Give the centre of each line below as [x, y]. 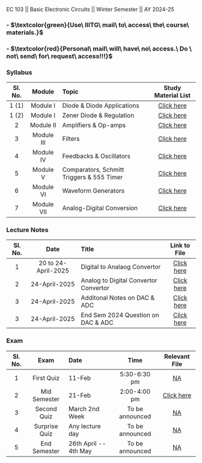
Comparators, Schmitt [93, 170]
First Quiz [46, 378]
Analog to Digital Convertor [119, 280]
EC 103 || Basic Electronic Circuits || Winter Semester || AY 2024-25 [90, 9]
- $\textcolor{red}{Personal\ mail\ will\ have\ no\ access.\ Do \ [99, 48]
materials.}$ [25, 32]
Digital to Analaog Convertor [121, 267]
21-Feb [80, 395]
